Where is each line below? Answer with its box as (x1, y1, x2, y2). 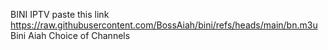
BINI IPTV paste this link (10, 9, 110, 20)
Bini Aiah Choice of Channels (10, 30, 131, 41)
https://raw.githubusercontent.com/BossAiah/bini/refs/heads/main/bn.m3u (10, 19, 318, 31)
